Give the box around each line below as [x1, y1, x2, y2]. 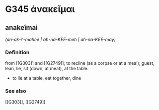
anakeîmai [5, 23, 38, 32]
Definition [5, 49, 30, 56]
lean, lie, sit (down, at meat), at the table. [5, 66, 88, 72]
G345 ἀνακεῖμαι [5, 3, 75, 15]
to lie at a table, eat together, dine [12, 75, 81, 81]
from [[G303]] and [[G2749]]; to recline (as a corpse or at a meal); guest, [5, 60, 155, 66]
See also [5, 88, 26, 95]
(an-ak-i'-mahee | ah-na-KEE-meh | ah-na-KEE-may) [5, 36, 116, 42]
